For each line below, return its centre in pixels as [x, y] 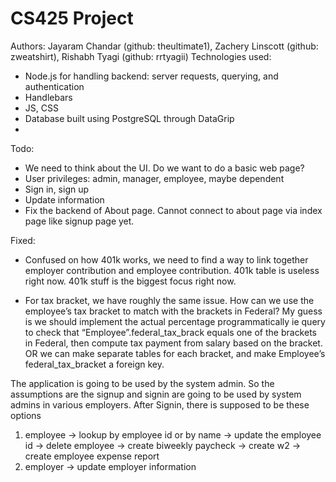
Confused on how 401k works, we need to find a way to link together [166, 259]
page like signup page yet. [79, 221]
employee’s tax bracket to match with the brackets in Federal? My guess [173, 311]
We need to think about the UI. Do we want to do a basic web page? [164, 168]
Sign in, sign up [57, 189]
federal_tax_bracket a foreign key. [94, 364]
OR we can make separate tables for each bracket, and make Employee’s [175, 353]
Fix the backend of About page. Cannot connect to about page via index [173, 210]
